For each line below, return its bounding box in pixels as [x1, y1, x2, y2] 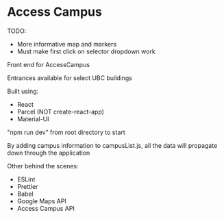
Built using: [7, 87, 39, 95]
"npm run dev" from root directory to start [7, 128, 125, 136]
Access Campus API [16, 204, 75, 212]
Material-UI [16, 114, 49, 123]
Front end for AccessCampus [7, 60, 90, 68]
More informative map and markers [16, 40, 117, 48]
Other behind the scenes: [7, 162, 79, 170]
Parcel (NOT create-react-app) [16, 107, 105, 116]
